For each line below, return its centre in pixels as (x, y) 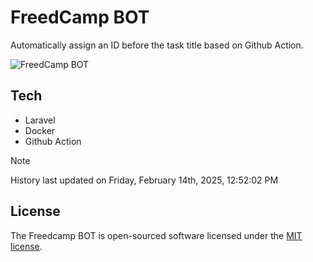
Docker (40, 130)
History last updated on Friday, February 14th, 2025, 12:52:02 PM (144, 180)
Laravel (40, 120)
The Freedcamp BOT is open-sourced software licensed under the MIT (156, 235)
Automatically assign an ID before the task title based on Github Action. (157, 45)
